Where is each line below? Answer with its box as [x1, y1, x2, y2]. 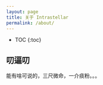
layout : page [6, 8, 39, 15]
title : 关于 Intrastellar [6, 14, 68, 20]
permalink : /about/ [6, 20, 55, 26]
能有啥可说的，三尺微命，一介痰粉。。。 [6, 72, 100, 80]
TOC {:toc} [14, 37, 42, 44]
